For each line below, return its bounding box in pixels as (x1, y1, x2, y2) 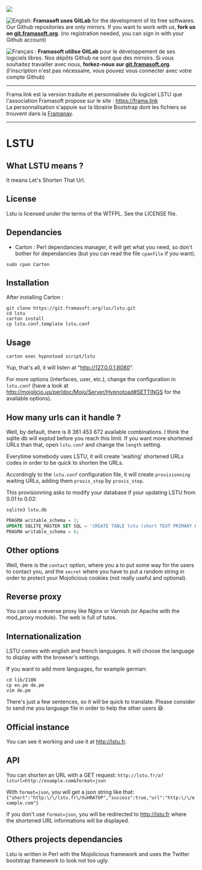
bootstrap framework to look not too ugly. (6, 857, 109, 864)
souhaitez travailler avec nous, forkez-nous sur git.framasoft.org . (6, 61, 171, 67)
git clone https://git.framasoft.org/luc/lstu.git (6, 305, 136, 311)
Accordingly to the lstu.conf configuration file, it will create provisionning (6, 471, 191, 478)
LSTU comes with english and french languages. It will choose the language (6, 647, 194, 654)
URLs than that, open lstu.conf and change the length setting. (6, 441, 162, 449)
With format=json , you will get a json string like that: (6, 788, 135, 795)
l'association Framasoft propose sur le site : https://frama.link (6, 97, 158, 104)
